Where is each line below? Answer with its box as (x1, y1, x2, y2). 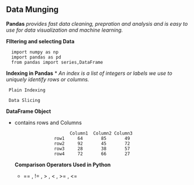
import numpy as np (11, 49, 59, 55)
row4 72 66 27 (54, 150, 130, 157)
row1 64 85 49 (54, 135, 130, 141)
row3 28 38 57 (54, 146, 130, 152)
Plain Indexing (8, 87, 46, 93)
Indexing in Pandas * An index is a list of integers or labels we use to (6, 70, 172, 77)
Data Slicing (8, 97, 41, 103)
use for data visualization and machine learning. (6, 26, 123, 33)
